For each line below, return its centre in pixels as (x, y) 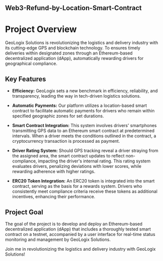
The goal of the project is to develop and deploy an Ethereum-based (74, 224)
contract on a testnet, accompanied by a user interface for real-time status (80, 234)
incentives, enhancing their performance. (54, 197)
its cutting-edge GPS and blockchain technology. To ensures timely (73, 48)
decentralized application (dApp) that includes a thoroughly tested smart (78, 229)
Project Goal (24, 212)
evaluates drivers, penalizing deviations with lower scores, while (77, 166)
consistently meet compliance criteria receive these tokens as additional (85, 191)
